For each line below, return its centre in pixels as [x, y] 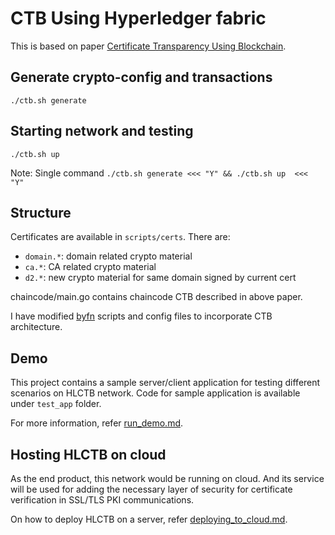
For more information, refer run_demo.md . [97, 423]
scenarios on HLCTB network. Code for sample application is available [155, 393]
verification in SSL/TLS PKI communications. [102, 500]
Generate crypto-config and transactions [141, 77]
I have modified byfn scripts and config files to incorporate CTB [141, 316]
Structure [41, 212]
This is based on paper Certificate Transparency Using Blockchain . [148, 46]
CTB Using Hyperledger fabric [138, 18]
